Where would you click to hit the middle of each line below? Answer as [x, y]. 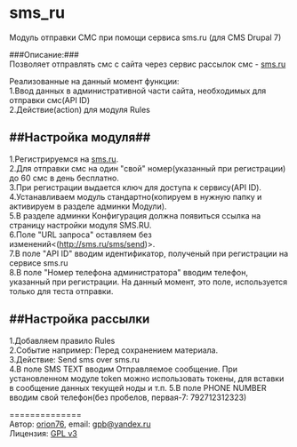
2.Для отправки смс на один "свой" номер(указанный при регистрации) [148, 168]
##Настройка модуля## [80, 137]
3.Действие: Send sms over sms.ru [74, 359]
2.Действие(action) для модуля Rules [80, 109]
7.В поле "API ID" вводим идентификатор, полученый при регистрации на [149, 253]
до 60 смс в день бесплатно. [64, 178]
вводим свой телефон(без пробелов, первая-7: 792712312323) [128, 397]
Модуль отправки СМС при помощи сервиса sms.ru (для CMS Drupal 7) [145, 37]
